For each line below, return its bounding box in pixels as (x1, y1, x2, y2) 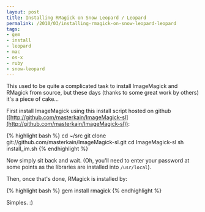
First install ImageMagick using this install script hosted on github (6, 108, 171, 115)
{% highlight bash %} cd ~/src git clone (6, 132, 106, 139)
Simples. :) (6, 199, 34, 207)
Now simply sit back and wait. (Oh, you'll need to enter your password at (6, 157, 190, 164)
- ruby (6, 60, 23, 66)
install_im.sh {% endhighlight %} (6, 145, 89, 153)
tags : (6, 26, 20, 32)
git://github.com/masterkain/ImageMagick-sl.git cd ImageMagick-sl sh (6, 139, 184, 146)
